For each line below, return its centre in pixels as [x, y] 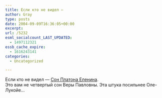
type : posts [17, 19]
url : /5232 [16, 33]
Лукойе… [15, 90]
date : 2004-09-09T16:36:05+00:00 [40, 24]
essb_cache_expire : [25, 47]
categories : [17, 56]
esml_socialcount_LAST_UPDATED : [39, 38]
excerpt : [14, 28]
